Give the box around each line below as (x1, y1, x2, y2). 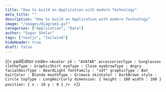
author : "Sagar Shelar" (5, 30, 55, 35)
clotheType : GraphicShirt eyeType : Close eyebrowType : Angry (5, 63, 142, 68)
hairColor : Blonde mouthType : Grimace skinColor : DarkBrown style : (5, 72, 157, 77)
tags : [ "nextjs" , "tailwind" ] (5, 35, 68, 40)
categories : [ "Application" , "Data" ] (5, 26, 84, 31)
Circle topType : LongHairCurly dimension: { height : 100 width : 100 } (5, 76, 162, 81)
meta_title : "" (5, 12, 37, 17)
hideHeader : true (5, 40, 41, 45)
